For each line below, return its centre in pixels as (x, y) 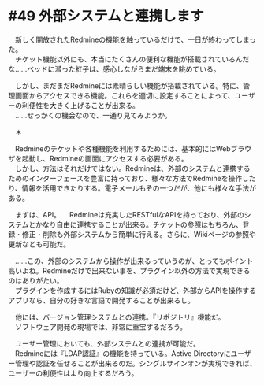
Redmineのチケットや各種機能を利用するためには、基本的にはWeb (123, 148)
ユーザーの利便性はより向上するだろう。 (73, 373)
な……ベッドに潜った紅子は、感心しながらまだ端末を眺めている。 (114, 68)
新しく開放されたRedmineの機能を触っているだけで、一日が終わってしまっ (136, 39)
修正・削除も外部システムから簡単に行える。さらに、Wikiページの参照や (139, 234)
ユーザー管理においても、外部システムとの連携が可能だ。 (108, 343)
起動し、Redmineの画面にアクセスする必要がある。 (105, 158)
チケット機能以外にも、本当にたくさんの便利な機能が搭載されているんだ (132, 59)
